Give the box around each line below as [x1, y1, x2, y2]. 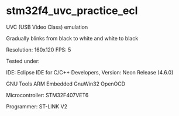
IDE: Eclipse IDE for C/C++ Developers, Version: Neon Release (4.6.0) [6, 69, 174, 76]
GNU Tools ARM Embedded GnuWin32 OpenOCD [6, 80, 126, 87]
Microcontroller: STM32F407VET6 [6, 91, 89, 98]
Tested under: [6, 57, 40, 64]
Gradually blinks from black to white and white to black [6, 35, 139, 42]
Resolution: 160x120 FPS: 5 [6, 46, 71, 53]
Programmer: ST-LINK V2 [6, 103, 68, 110]
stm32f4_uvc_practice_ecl [6, 4, 138, 18]
